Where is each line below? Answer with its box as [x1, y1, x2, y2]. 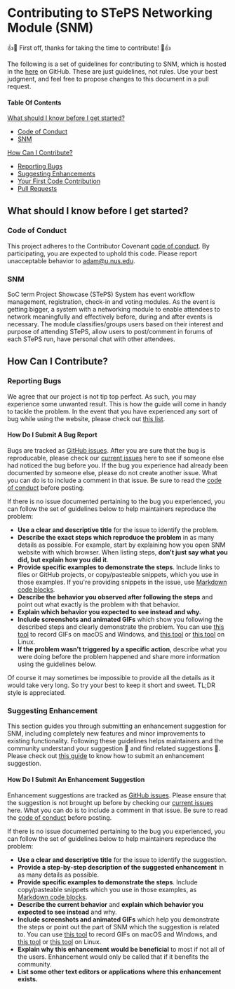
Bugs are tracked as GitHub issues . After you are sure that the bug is [7, 446, 206, 455]
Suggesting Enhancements [17, 170, 96, 178]
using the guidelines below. [17, 660, 97, 668]
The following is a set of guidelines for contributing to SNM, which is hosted [7, 60, 227, 68]
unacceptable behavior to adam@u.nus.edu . [7, 256, 135, 265]
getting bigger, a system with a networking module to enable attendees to [7, 305, 221, 314]
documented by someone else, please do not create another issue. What [7, 469, 217, 477]
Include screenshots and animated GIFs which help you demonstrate [17, 915, 220, 924]
